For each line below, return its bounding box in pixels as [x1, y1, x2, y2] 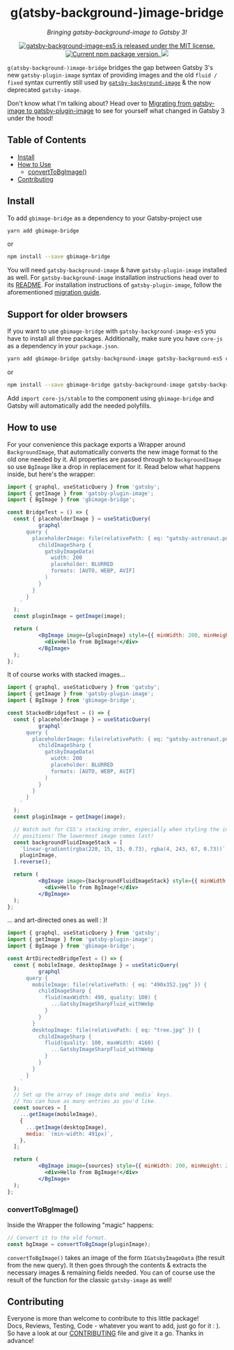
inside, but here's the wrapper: [7, 470, 95, 478]
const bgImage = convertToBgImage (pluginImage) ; [7, 1240, 151, 1247]
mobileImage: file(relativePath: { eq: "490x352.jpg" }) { [32, 981, 208, 988]
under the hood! [7, 114, 54, 122]
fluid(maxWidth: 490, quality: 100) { [44, 994, 157, 1001]
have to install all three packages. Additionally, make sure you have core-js [7, 334, 223, 343]
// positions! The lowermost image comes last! [13, 832, 155, 839]
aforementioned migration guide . [7, 288, 102, 297]
